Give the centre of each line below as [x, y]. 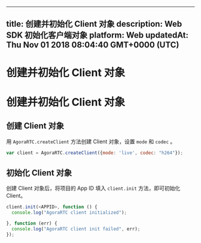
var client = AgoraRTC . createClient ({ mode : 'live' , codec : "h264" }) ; [95, 153]
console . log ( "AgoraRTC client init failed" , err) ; [76, 229]
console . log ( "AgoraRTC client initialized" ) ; [69, 213]
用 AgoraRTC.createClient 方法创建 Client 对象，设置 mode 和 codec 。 [91, 142]
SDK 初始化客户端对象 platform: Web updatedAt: [97, 36]
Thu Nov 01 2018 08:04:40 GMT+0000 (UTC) [93, 45]
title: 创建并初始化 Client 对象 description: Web [94, 24]
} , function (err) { [32, 224]
